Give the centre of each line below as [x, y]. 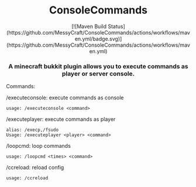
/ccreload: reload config [35, 168]
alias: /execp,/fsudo [32, 130]
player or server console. [98, 74]
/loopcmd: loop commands [39, 146]
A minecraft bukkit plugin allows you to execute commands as [98, 66]
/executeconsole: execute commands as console [65, 98]
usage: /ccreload [27, 178]
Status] [117, 26]
